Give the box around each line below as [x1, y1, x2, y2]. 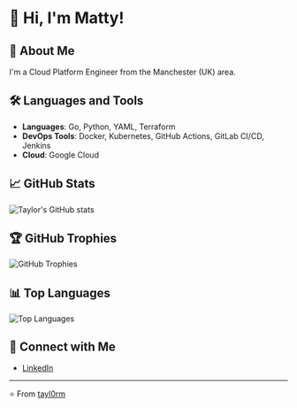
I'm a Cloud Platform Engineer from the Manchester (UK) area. [9, 66, 236, 77]
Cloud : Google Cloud [21, 150, 100, 160]
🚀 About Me [9, 43, 75, 58]
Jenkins [21, 140, 51, 150]
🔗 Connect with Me [9, 339, 117, 354]
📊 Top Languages [9, 285, 110, 300]
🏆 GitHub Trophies [9, 231, 118, 246]
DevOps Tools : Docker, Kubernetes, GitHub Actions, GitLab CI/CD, [21, 130, 265, 141]
